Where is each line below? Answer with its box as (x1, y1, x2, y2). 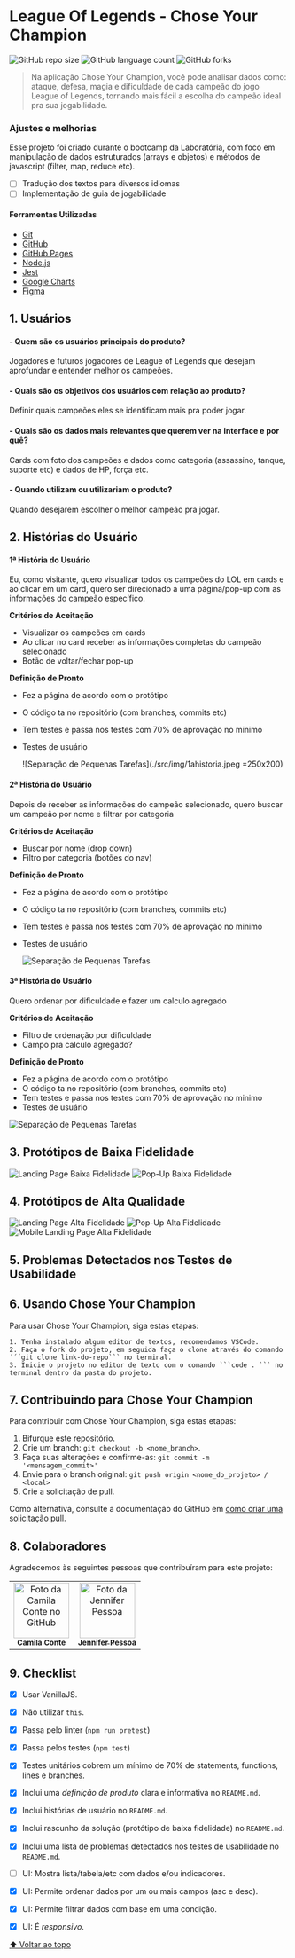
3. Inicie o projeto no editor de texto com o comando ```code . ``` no (9, 1360, 283, 1370)
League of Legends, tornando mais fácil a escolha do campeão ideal (30, 90, 282, 101)
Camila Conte (17, 1638, 66, 1647)
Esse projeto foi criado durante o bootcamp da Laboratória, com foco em (9, 142, 276, 153)
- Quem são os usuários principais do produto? (9, 335, 186, 347)
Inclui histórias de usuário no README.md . (21, 1805, 168, 1816)
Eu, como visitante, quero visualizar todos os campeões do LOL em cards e (9, 574, 284, 585)
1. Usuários (9, 311, 72, 326)
